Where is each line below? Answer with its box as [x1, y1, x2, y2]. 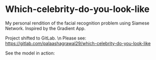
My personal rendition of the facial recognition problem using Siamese [5, 20, 150, 26]
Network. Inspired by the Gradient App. [5, 25, 86, 31]
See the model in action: [5, 50, 55, 56]
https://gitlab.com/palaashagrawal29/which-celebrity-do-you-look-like [5, 40, 151, 46]
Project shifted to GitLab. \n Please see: [5, 35, 86, 41]
